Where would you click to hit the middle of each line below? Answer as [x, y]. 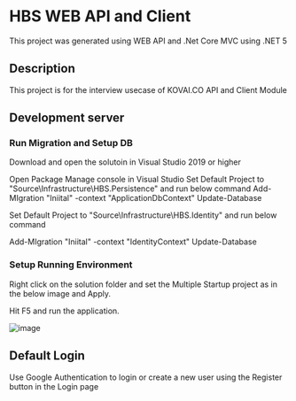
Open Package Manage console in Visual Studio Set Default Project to [137, 180]
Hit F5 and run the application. [64, 311]
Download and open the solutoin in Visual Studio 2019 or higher [125, 162]
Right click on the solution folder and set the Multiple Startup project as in [143, 284]
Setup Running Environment [71, 265]
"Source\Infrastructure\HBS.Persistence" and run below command [130, 189]
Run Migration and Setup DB [71, 143]
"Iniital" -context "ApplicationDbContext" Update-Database [154, 198]
